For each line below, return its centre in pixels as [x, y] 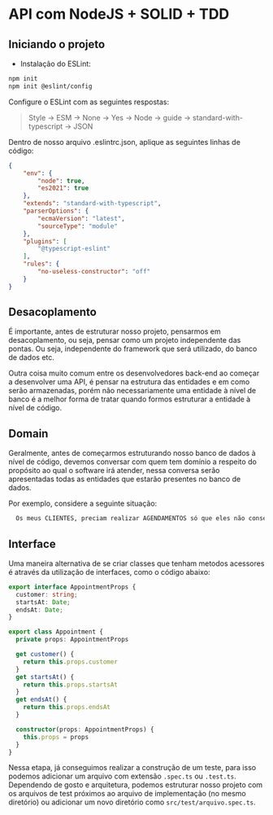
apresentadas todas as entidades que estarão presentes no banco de [125, 479]
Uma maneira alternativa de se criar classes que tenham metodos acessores [136, 563]
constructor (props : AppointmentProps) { [85, 730]
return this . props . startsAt [70, 685]
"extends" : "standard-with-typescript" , [92, 204]
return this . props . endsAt [67, 708]
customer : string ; [47, 594]
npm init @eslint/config [50, 86]
